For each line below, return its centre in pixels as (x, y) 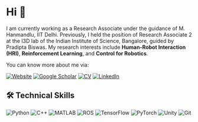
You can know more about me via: (48, 65)
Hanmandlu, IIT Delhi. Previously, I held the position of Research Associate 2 (99, 34)
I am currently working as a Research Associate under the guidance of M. (95, 28)
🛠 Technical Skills (40, 96)
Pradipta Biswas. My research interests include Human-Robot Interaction (96, 47)
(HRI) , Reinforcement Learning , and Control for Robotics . (77, 53)
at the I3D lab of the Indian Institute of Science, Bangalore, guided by (90, 41)
